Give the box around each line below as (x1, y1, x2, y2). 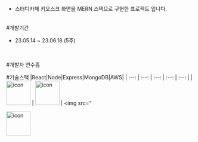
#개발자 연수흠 (6, 61, 41, 68)
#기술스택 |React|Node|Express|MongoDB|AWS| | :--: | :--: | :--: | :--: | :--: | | (6, 74, 193, 81)
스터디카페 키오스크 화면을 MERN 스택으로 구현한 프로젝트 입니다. (14, 5, 167, 12)
